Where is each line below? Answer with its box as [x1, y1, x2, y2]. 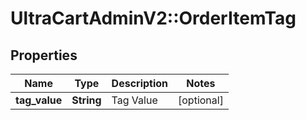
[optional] [178, 93, 224, 107]
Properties [10, 47, 78, 64]
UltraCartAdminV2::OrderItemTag [10, 7, 297, 30]
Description [111, 77, 169, 90]
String [71, 93, 102, 107]
